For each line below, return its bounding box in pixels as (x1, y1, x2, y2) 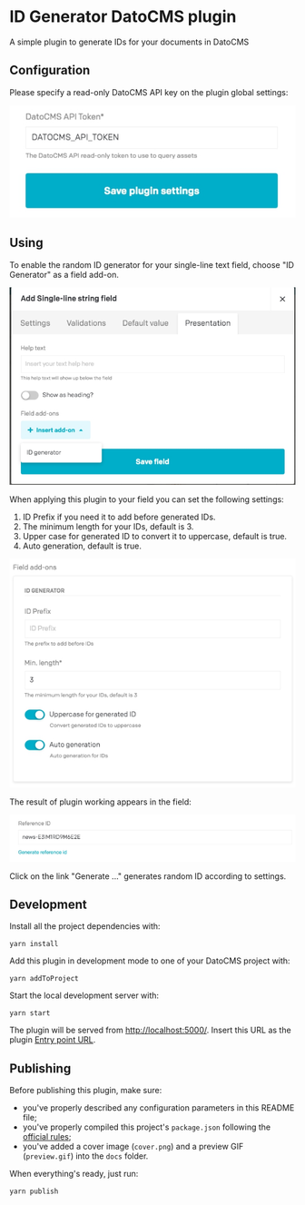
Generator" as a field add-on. (9, 269, 120, 280)
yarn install (9, 940, 59, 949)
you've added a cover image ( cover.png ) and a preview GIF (22, 1141, 244, 1152)
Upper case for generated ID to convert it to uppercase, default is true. (22, 530, 288, 541)
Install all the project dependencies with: (9, 921, 161, 932)
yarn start (9, 1009, 51, 1018)
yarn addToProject (9, 974, 79, 983)
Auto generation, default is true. (22, 540, 143, 551)
